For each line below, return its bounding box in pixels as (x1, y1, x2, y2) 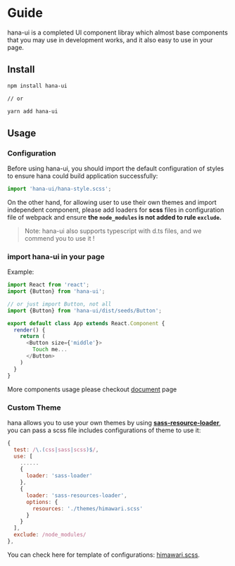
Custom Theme (7, 403, 61, 413)
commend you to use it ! (24, 234, 95, 242)
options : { (25, 498, 58, 505)
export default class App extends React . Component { (7, 320, 165, 327)
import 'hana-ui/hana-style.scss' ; (7, 185, 112, 193)
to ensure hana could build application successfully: (7, 172, 158, 180)
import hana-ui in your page (7, 251, 105, 261)
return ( (20, 333, 46, 340)
